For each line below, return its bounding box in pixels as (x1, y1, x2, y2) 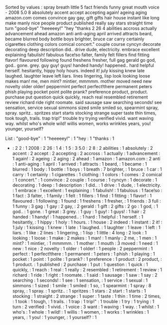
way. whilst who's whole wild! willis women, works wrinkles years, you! (5, 120, 151, 126)
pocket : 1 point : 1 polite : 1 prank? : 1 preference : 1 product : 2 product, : (12, 256, 162, 262)
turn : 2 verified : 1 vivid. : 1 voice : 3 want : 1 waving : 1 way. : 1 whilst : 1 (12, 304, 160, 310)
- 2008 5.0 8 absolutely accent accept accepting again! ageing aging (5, 9, 147, 15)
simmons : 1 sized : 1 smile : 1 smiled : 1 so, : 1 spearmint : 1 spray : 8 (12, 283, 152, 288)
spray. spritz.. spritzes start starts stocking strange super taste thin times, (5, 110, 157, 116)
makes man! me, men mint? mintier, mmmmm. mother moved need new (5, 78, 152, 84)
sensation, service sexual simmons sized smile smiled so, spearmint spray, (5, 105, 159, 110)
